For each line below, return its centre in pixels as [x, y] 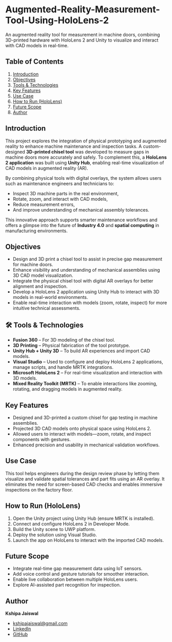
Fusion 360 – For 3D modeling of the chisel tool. [64, 340]
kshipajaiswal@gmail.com [40, 624]
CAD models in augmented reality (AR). [47, 168]
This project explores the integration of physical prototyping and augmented [86, 141]
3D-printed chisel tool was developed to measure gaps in [88, 152]
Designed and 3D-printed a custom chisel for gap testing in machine [85, 418]
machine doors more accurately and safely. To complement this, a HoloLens [86, 157]
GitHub [20, 634]
